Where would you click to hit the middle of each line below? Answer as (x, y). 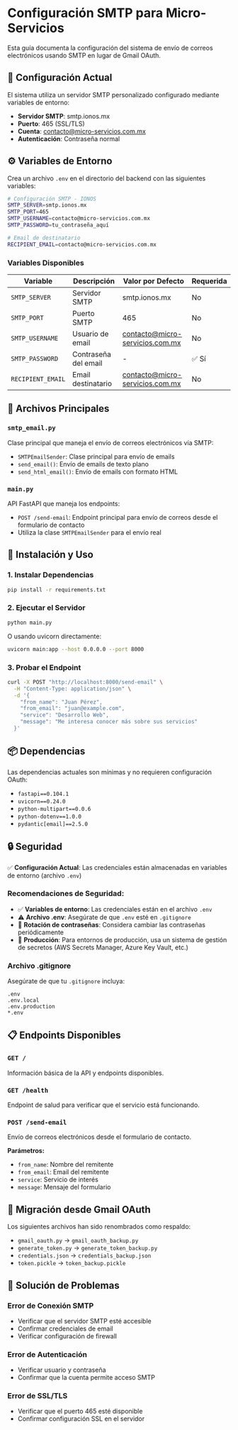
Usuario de (90, 334)
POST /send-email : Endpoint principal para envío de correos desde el (118, 517)
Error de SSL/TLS (38, 1396)
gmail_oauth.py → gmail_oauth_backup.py (78, 1240)
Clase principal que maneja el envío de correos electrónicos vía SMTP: (110, 442)
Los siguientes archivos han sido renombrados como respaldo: (99, 1227)
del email (87, 363)
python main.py (30, 623)
